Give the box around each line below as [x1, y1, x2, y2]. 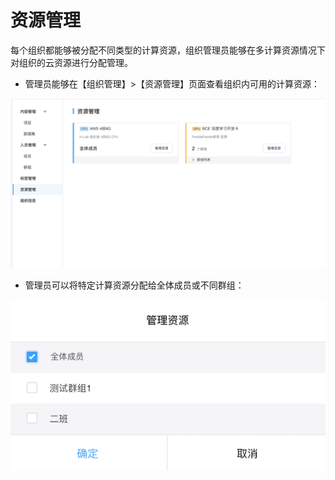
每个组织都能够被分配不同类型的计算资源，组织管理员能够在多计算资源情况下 [10, 44, 326, 56]
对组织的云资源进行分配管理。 [10, 56, 133, 68]
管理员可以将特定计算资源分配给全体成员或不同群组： [24, 279, 245, 291]
